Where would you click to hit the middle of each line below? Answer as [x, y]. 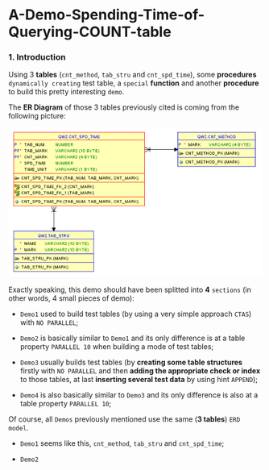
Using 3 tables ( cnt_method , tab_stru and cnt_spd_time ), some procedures [132, 75]
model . [19, 427]
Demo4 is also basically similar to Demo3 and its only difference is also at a [139, 395]
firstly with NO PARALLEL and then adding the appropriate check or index [140, 370]
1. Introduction [37, 57]
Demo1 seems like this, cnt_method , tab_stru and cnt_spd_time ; [122, 443]
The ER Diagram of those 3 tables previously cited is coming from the [124, 107]
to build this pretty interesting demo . [66, 92]
